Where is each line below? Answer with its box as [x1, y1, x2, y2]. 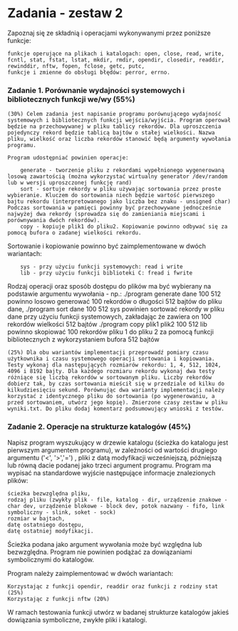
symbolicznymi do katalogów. [7, 555, 95, 564]
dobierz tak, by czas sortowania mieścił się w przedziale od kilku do [7, 380, 224, 387]
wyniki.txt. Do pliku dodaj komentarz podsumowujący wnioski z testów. [7, 405, 224, 412]
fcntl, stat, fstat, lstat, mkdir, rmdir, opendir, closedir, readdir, [7, 56, 224, 64]
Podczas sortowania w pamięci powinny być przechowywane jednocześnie [7, 204, 222, 212]
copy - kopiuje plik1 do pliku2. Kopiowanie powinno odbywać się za [20, 223, 228, 230]
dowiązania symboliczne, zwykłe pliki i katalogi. [7, 615, 148, 624]
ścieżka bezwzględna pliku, [7, 490, 91, 497]
